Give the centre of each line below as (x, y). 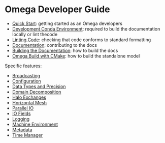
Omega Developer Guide (57, 9)
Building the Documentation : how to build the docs (65, 50)
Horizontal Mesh (29, 102)
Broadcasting (26, 75)
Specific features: (23, 66)
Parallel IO (23, 108)
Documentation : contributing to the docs (55, 45)
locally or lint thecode (35, 34)
